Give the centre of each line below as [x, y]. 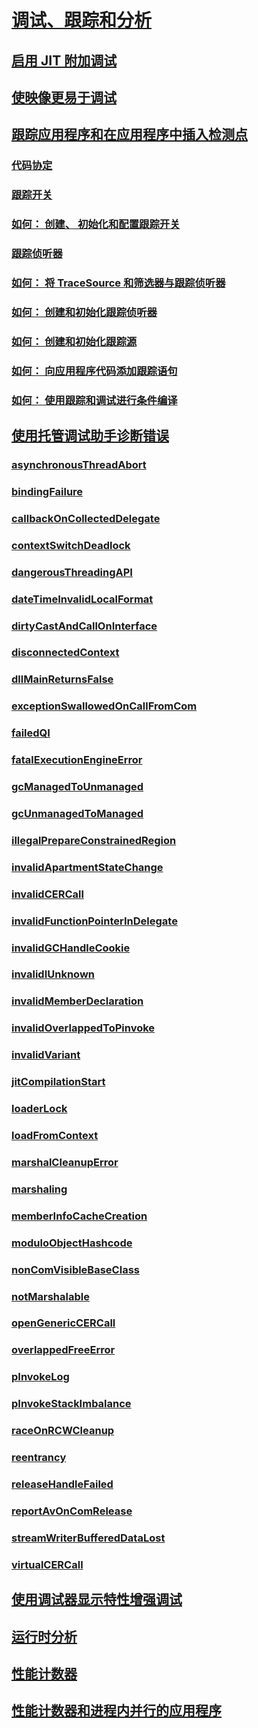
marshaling [39, 1189]
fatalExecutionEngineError [77, 760]
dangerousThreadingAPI [72, 572]
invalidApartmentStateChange [87, 867]
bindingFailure [47, 491]
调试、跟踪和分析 [82, 20]
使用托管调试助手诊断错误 [90, 436]
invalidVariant [46, 1055]
